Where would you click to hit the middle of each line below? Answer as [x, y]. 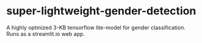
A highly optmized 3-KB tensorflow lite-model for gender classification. [96, 27]
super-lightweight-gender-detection [101, 11]
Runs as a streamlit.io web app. [46, 33]
